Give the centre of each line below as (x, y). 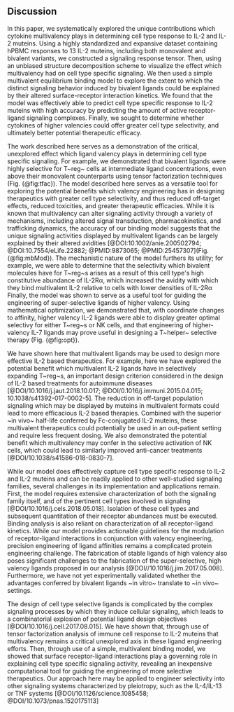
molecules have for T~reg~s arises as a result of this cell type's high (105, 273)
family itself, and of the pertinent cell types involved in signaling (99, 501)
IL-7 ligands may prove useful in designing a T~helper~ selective (124, 332)
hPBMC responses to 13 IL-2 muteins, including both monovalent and (107, 50)
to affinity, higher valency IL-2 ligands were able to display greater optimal (114, 317)
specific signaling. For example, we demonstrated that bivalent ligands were (117, 161)
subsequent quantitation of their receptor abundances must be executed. (112, 516)
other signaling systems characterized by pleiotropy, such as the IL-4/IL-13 (115, 685)
